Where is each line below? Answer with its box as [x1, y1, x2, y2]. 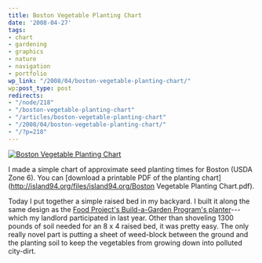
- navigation [8, 63, 51, 70]
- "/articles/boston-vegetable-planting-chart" [8, 113, 167, 121]
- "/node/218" [8, 99, 55, 106]
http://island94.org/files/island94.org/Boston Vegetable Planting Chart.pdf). [10, 181, 255, 190]
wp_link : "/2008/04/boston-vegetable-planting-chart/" [8, 77, 191, 85]
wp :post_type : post [8, 84, 72, 92]
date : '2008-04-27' [8, 19, 72, 27]
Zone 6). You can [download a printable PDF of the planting [8, 173, 200, 182]
